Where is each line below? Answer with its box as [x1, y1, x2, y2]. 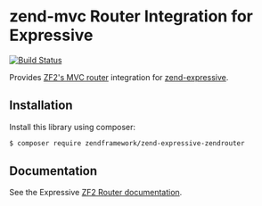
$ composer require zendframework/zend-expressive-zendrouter [9, 138, 245, 148]
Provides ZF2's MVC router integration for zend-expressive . [9, 71, 229, 82]
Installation [9, 98, 73, 113]
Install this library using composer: [9, 121, 136, 132]
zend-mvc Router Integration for [9, 6, 254, 27]
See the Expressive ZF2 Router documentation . [9, 187, 183, 198]
